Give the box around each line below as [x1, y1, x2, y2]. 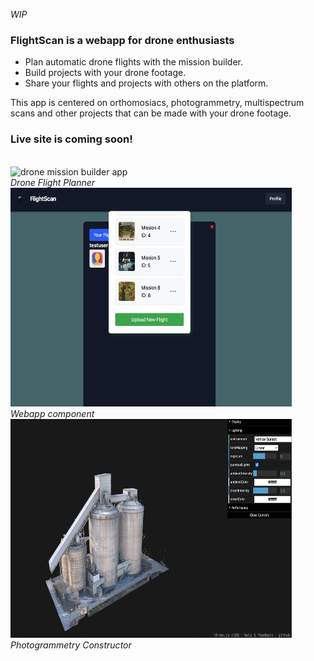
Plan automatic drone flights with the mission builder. [24, 56, 244, 68]
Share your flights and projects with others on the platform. [24, 77, 269, 89]
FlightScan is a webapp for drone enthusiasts [10, 33, 235, 47]
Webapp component [10, 407, 95, 419]
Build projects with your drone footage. [24, 67, 187, 79]
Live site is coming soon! [10, 132, 133, 146]
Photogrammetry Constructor [10, 639, 132, 651]
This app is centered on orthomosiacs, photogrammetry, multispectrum [10, 97, 305, 109]
